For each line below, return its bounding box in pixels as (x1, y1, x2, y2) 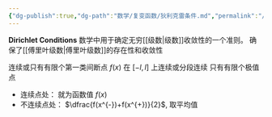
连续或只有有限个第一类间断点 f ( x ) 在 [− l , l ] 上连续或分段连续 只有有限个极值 (8, 62, 260, 72)
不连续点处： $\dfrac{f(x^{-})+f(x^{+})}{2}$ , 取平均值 (19, 99, 198, 109)
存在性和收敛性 (113, 45, 164, 55)
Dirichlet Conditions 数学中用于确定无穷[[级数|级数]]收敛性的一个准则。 (8, 35, 249, 44)
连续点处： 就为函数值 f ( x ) (19, 90, 108, 99)
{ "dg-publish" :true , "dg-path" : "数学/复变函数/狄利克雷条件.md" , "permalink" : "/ (8, 11, 266, 20)
